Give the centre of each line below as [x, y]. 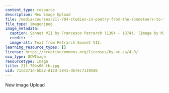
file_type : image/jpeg [29, 24]
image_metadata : [22, 29]
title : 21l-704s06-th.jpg [32, 66]
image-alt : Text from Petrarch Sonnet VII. [56, 43]
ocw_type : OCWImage [26, 57]
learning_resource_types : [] [36, 47]
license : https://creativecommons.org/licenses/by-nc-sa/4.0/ [72, 52]
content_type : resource [30, 10]
